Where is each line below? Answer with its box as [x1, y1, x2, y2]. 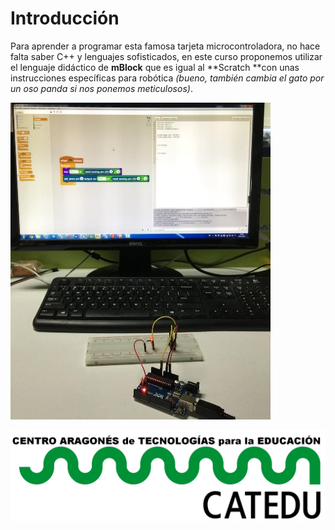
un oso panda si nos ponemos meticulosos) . [10, 82, 193, 94]
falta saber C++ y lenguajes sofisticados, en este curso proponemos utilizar [10, 50, 323, 62]
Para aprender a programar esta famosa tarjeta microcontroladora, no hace [10, 40, 321, 52]
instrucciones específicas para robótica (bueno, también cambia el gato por [10, 72, 325, 84]
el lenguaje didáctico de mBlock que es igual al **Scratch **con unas [10, 61, 300, 73]
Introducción [10, 7, 120, 30]
